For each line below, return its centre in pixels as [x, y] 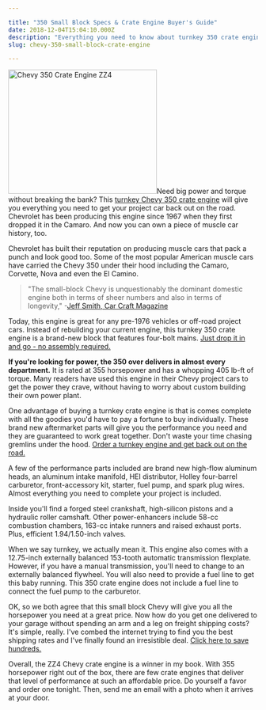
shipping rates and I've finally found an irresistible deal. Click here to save [129, 640]
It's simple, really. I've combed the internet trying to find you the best [121, 632]
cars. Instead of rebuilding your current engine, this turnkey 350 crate [122, 330]
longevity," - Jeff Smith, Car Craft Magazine [98, 306]
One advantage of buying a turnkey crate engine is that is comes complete [130, 411]
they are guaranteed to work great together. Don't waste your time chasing [130, 436]
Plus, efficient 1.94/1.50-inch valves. [67, 534]
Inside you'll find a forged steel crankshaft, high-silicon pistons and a [121, 509]
